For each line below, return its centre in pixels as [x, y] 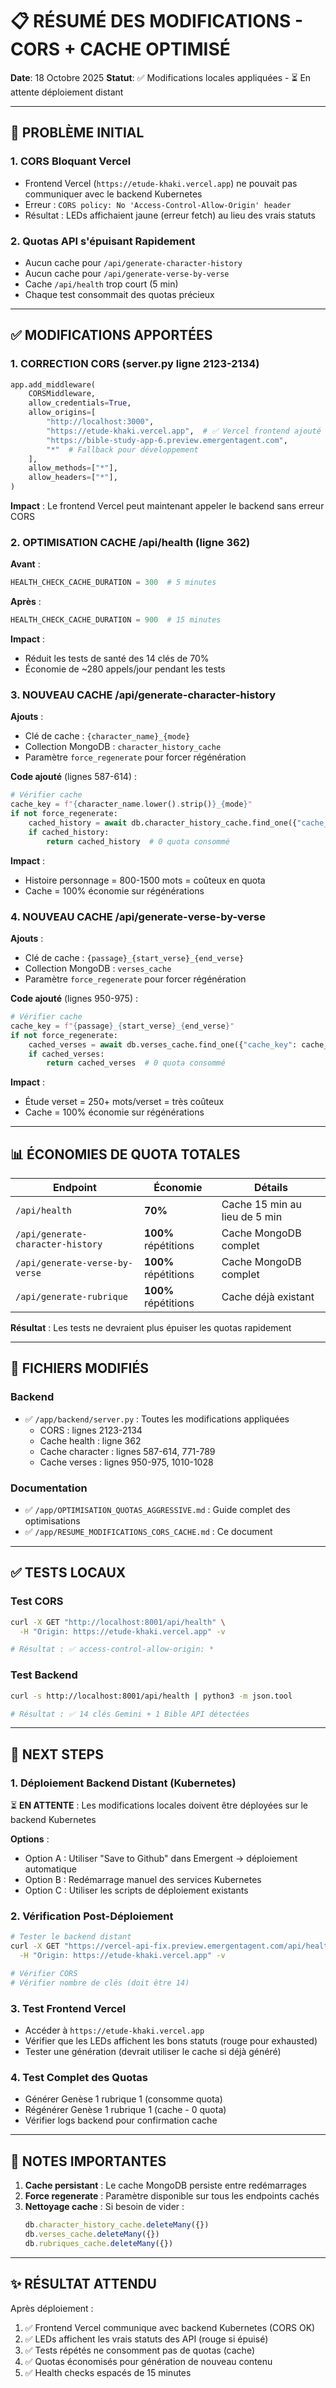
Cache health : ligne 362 [90, 1440]
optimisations [52, 1521]
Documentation [49, 1488]
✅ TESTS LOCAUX [68, 1573]
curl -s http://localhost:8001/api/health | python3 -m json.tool [151, 1696]
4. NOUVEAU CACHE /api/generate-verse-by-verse [138, 916]
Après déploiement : [52, 2308]
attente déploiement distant [67, 92]
